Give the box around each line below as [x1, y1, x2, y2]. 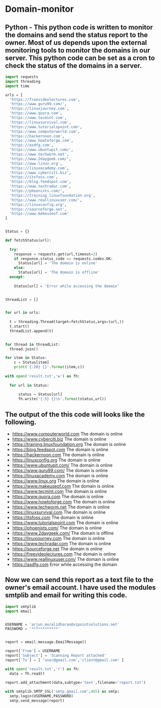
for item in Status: [5, 355, 48, 360]
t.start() [9, 324, 29, 329]
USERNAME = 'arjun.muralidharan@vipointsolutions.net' [5, 622, 120, 627]
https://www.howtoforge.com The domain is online [12, 499, 115, 504]
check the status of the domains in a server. [5, 61, 142, 70]
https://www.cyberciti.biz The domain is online [12, 436, 107, 442]
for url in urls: [5, 310, 41, 315]
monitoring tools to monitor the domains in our [5, 46, 151, 55]
